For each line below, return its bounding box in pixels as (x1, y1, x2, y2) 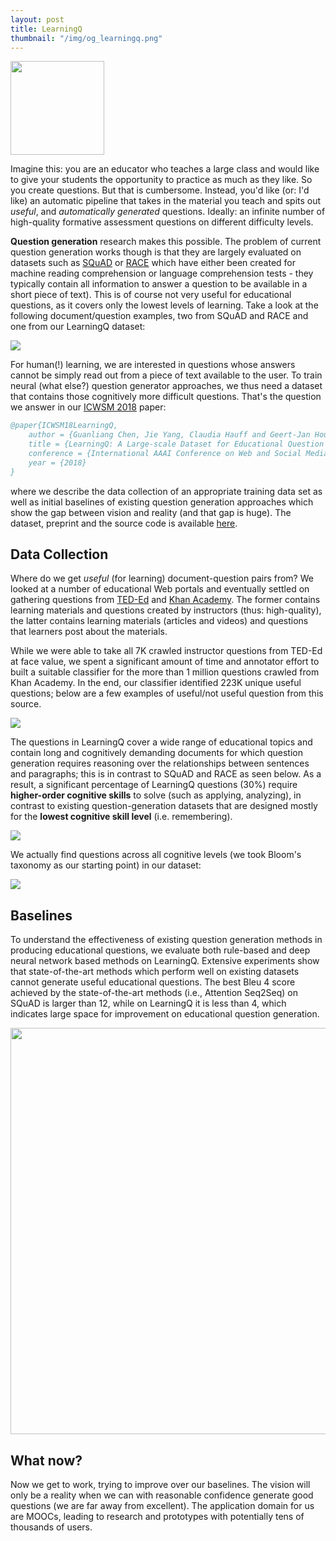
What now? (10, 1452, 83, 1469)
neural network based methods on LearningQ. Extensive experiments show (10, 955, 320, 967)
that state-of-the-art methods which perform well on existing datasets (10, 966, 300, 978)
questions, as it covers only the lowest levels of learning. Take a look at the (10, 299, 319, 311)
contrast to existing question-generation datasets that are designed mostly (10, 800, 318, 812)
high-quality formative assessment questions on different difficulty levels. (10, 216, 314, 228)
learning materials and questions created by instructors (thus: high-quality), (10, 604, 322, 616)
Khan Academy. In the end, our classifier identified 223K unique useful (10, 677, 302, 689)
